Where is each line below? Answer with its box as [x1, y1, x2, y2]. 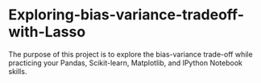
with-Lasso [8, 23, 86, 41]
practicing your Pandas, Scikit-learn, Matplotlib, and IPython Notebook [8, 58, 243, 68]
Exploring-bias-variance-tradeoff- [8, 6, 244, 24]
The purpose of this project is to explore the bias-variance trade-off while [8, 49, 253, 59]
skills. [8, 66, 27, 76]
